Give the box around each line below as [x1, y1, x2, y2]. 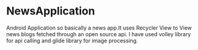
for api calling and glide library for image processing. [6, 37, 138, 44]
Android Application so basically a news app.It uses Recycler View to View [6, 24, 192, 31]
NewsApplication [6, 4, 95, 18]
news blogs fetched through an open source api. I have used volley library [6, 30, 191, 37]
